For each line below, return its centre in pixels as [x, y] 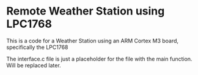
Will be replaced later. [34, 65]
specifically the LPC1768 [37, 47]
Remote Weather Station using [86, 11]
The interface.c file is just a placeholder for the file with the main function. [99, 59]
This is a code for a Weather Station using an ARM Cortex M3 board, [93, 41]
